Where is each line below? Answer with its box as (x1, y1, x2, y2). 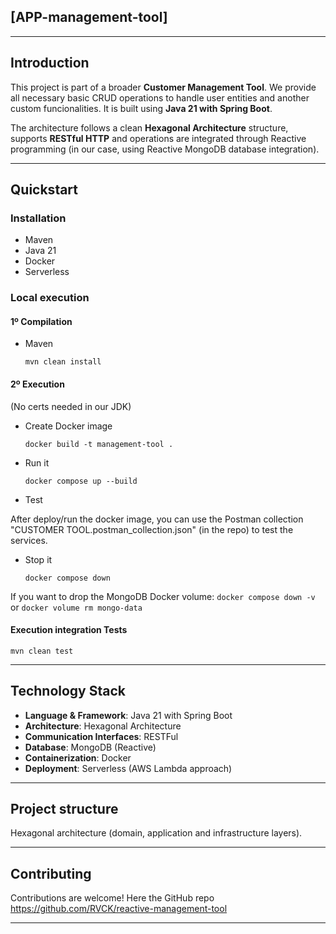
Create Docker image (24, 420, 113, 432)
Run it (24, 456, 50, 469)
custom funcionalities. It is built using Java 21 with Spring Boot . (10, 102, 273, 114)
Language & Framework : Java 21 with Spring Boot (24, 709, 233, 721)
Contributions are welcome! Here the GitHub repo (10, 892, 215, 904)
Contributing (10, 865, 92, 882)
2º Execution (10, 378, 65, 390)
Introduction (10, 55, 90, 72)
